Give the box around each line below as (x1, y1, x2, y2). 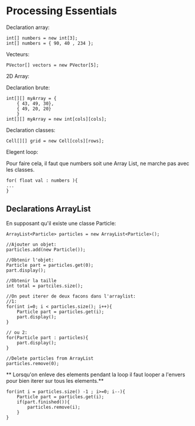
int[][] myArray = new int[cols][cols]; (6, 116, 108, 122)
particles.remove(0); (6, 360, 60, 366)
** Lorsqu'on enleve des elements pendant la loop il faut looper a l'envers (6, 371, 186, 378)
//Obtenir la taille (6, 277, 57, 283)
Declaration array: (6, 24, 50, 31)
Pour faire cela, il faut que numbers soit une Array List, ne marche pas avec (6, 160, 190, 167)
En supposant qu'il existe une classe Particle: (6, 220, 116, 227)
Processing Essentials (6, 4, 117, 18)
